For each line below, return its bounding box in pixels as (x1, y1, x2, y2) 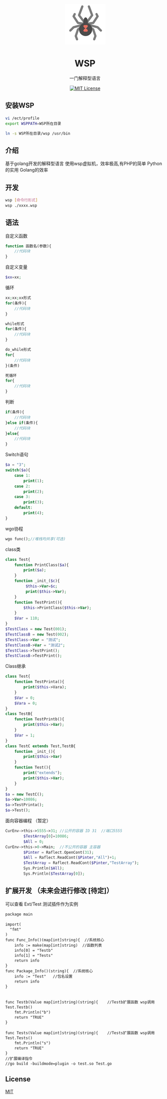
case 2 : (14, 484, 30, 489)
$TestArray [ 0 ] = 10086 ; (23, 834, 69, 839)
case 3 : (14, 494, 30, 499)
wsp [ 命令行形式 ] (5, 197, 38, 203)
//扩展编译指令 (5, 1056, 33, 1061)
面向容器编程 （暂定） (5, 818, 51, 824)
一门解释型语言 (69, 75, 101, 81)
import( (5, 922, 22, 927)
